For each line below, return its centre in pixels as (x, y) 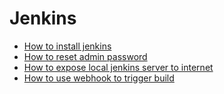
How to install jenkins (67, 46)
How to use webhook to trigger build (99, 78)
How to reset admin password (85, 56)
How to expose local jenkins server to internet (118, 67)
